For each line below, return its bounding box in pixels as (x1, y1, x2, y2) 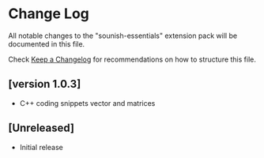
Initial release (19, 142, 63, 152)
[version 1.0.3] (8, 77, 81, 91)
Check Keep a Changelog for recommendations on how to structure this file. (8, 55, 257, 64)
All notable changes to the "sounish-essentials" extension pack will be (8, 31, 238, 40)
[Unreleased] (8, 122, 75, 135)
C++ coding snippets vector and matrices (19, 98, 156, 107)
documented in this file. (8, 39, 85, 48)
